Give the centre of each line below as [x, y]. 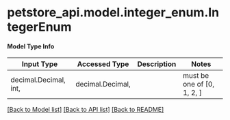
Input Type [40, 64]
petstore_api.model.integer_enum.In [113, 13]
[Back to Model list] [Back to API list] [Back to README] [86, 110]
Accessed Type [103, 64]
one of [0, [199, 85]
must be [196, 76]
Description [157, 64]
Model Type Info [31, 46]
